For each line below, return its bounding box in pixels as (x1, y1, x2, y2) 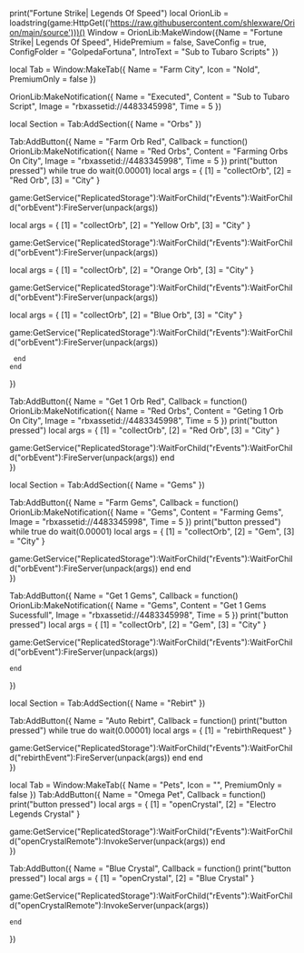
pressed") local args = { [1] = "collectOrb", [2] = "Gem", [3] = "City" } (9, 619, 267, 630)
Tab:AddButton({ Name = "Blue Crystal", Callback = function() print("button (9, 863, 292, 874)
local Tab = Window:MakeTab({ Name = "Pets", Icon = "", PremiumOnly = (9, 779, 283, 790)
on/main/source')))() (9, 27, 86, 37)
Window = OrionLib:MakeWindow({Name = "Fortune (87, 27, 283, 37)
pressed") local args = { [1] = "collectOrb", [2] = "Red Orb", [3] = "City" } (9, 425, 280, 436)
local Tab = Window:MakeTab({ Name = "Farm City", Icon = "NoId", (9, 64, 260, 75)
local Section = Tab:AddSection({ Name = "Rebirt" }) (9, 697, 206, 708)
